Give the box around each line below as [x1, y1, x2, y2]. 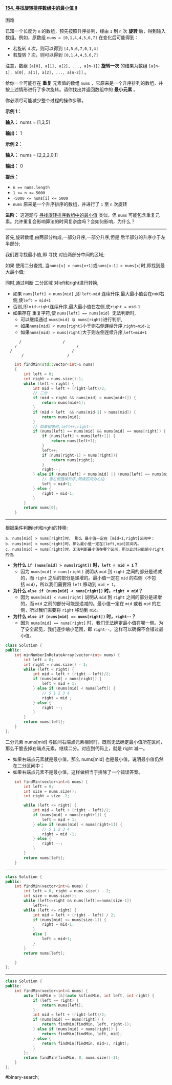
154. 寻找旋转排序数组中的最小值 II [5, 5, 78, 11]
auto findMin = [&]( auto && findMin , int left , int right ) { [24, 993, 155, 998]
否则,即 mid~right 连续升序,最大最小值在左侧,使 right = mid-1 [12, 304, 141, 310]
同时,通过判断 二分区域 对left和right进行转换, [5, 280, 99, 286]
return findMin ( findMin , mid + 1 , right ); [41, 1041, 130, 1046]
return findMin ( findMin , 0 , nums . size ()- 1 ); [24, 1055, 120, 1060]
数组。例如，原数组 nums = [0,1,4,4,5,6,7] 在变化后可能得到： [5, 34, 139, 41]
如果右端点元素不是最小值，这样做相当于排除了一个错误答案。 [12, 769, 143, 775]
